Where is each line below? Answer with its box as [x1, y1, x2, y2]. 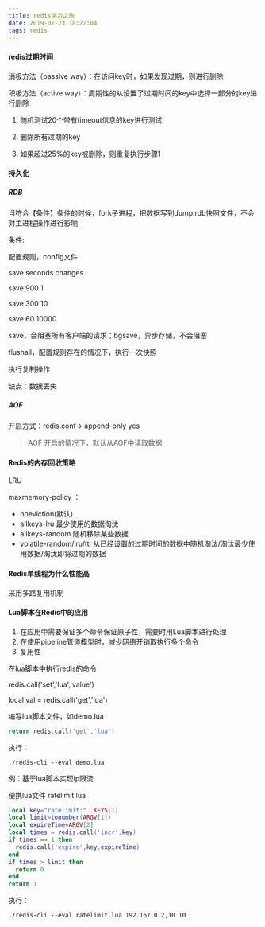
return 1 [8, 880, 37, 888]
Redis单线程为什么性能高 [8, 568, 90, 578]
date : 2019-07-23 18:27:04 [8, 19, 98, 27]
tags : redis [8, 26, 48, 34]
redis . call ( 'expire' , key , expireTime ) [15, 843, 140, 851]
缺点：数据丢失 [8, 381, 57, 391]
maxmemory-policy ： [8, 493, 81, 502]
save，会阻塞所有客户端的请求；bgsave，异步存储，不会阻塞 [8, 331, 208, 341]
